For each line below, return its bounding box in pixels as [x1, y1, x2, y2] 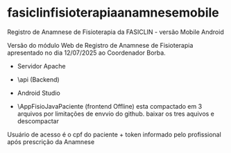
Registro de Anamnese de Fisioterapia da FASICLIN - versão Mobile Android [7, 28, 224, 36]
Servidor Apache [17, 62, 66, 70]
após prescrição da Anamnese [7, 137, 95, 146]
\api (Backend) [17, 75, 60, 84]
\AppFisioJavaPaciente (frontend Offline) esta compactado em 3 [17, 102, 203, 110]
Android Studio [17, 89, 60, 97]
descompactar [17, 116, 59, 125]
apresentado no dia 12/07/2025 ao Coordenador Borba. [7, 48, 166, 57]
